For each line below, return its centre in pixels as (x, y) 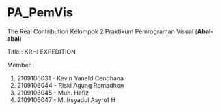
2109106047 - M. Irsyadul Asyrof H (66, 99)
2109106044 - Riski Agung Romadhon (70, 85)
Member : (21, 65)
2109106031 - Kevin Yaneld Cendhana (70, 78)
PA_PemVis (40, 13)
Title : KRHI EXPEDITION (42, 52)
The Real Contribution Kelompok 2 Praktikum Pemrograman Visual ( (102, 31)
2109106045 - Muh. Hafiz (53, 93)
